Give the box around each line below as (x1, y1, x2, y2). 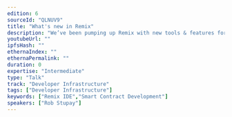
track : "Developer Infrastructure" (7, 81, 110, 87)
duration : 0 (7, 61, 41, 68)
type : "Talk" (7, 74, 45, 81)
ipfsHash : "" (7, 42, 45, 49)
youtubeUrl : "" (7, 36, 51, 43)
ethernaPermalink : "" (7, 55, 70, 62)
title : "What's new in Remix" (7, 23, 95, 30)
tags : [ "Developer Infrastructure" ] (7, 87, 113, 94)
